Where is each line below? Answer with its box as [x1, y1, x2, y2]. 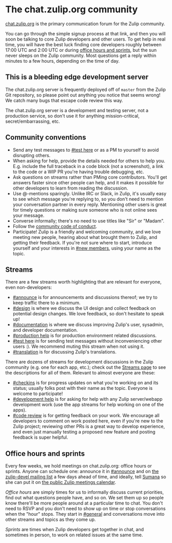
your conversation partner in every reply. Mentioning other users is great [12, 201, 167, 208]
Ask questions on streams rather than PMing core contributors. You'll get [12, 174, 167, 180]
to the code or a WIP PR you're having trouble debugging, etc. [12, 168, 144, 175]
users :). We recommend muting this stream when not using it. [12, 343, 145, 350]
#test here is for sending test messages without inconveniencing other [12, 338, 162, 344]
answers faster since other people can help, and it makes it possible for [12, 179, 164, 185]
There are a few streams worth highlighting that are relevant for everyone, [5, 279, 162, 285]
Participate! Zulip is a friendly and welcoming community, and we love [12, 229, 161, 235]
